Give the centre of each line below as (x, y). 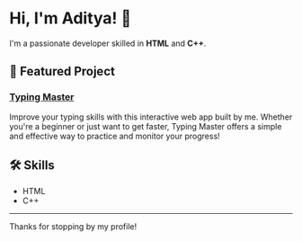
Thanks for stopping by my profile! (73, 227)
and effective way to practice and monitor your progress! (115, 136)
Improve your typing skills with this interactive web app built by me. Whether (151, 117)
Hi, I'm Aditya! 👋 (71, 18)
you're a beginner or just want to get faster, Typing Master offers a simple (146, 126)
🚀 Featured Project (62, 71)
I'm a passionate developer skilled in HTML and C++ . (108, 43)
